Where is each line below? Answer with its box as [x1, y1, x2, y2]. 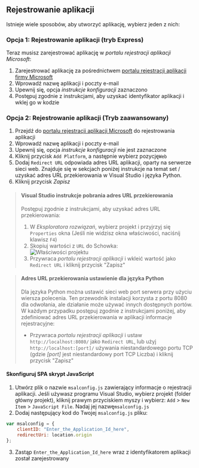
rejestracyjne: [20, 320, 55, 327]
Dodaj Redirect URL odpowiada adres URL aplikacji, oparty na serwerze [14, 159, 191, 166]
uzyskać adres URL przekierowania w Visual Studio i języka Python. [14, 172, 182, 179]
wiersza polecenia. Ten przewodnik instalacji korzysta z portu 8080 [20, 294, 188, 301]
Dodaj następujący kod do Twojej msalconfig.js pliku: [14, 409, 148, 417]
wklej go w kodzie [14, 99, 60, 106]
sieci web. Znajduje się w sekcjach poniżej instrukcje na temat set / [14, 166, 180, 173]
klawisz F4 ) [29, 235, 57, 243]
